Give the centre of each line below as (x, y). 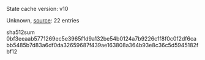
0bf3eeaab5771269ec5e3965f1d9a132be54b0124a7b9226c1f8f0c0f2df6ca (102, 38)
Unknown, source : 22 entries (43, 20)
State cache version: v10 (37, 9)
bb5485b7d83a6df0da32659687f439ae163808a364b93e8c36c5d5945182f (102, 45)
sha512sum (20, 32)
